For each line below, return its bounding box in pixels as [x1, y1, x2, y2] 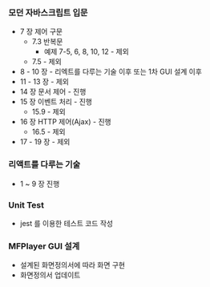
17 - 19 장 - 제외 [19, 137, 71, 147]
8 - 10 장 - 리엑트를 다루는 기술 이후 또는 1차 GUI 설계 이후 [19, 67, 203, 77]
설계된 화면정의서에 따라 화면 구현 [19, 261, 126, 270]
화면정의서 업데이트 [19, 270, 81, 280]
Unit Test [8, 199, 44, 210]
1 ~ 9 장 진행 [19, 179, 60, 188]
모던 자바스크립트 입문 [8, 6, 88, 18]
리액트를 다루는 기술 [8, 159, 81, 170]
